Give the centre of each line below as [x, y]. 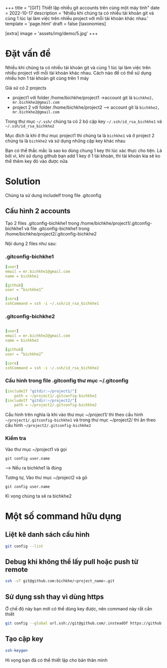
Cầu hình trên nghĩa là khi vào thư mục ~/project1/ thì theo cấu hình [74, 415]
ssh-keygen [16, 650]
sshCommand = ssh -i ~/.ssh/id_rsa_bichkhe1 [52, 304]
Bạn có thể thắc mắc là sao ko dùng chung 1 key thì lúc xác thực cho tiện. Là [83, 150]
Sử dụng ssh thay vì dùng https [55, 597]
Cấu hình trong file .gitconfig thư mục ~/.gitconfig [67, 381]
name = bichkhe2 [22, 341]
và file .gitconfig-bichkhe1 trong [57, 229]
